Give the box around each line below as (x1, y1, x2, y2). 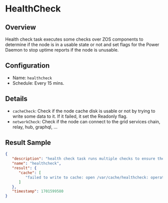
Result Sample (5, 138, 51, 147)
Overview (5, 23, 36, 32)
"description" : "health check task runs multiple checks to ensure (11, 156, 155, 161)
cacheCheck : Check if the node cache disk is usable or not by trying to (12, 108, 155, 114)
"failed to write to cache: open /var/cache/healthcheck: (25, 175, 149, 180)
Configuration (5, 61, 50, 70)
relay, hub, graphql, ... (12, 124, 57, 130)
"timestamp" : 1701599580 (11, 189, 64, 194)
